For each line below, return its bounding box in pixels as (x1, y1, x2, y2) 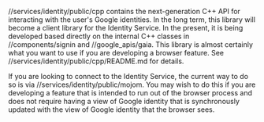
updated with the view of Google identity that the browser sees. (8, 105, 215, 114)
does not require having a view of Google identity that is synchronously (8, 97, 240, 106)
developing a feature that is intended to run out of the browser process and (8, 88, 252, 97)
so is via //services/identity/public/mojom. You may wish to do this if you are (8, 80, 256, 89)
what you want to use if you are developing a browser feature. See (8, 48, 225, 57)
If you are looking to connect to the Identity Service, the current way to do (8, 72, 249, 81)
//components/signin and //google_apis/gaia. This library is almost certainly (8, 40, 254, 49)
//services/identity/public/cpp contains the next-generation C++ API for (8, 7, 240, 16)
